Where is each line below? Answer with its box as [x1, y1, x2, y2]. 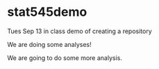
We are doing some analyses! [7, 40, 92, 48]
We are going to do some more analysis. [7, 53, 123, 62]
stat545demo [7, 4, 87, 20]
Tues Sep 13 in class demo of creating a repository [7, 27, 153, 35]
